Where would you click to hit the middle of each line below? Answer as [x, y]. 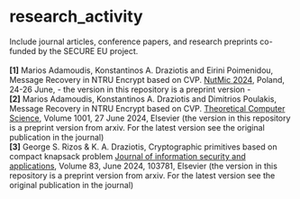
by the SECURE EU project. [88, 50]
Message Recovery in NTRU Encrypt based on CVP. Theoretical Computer [147, 108]
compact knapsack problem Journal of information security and [127, 156]
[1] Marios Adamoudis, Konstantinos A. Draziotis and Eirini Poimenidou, [141, 70]
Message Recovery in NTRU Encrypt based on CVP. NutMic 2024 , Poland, [147, 79]
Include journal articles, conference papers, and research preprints [134, 41]
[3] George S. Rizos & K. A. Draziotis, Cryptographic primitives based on [143, 147]
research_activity [76, 17]
